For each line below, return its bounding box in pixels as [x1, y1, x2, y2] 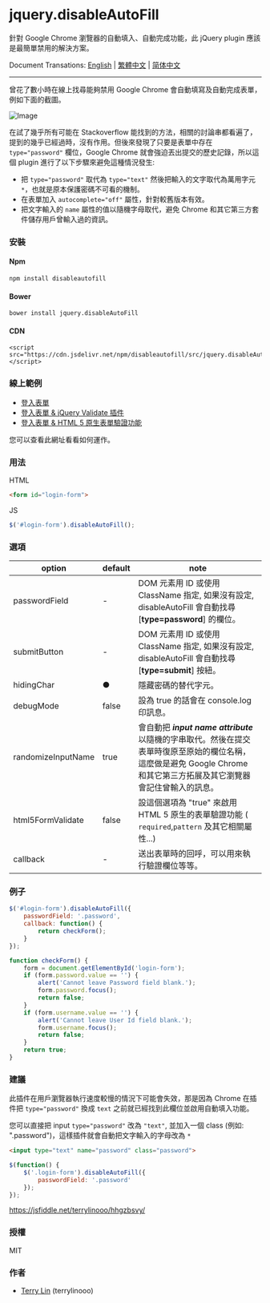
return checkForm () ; [38, 927, 107, 935]
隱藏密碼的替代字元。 [138, 680, 219, 691]
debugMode [13, 700, 59, 712]
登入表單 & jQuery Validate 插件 [20, 407, 125, 418]
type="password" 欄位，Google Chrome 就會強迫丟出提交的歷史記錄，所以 [9, 147, 252, 157]
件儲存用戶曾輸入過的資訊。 [20, 214, 113, 224]
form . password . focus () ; [38, 986, 117, 994]
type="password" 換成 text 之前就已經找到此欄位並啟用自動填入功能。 [24, 1103, 254, 1113]
